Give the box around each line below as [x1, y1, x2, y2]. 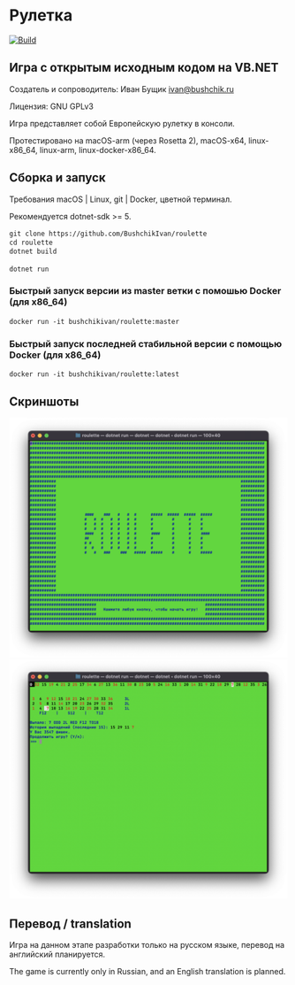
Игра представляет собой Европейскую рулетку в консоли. [9, 118, 236, 128]
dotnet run [9, 265, 49, 273]
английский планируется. [9, 949, 106, 960]
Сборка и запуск [9, 170, 106, 186]
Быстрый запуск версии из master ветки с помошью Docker [9, 285, 282, 297]
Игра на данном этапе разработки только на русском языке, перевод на [9, 940, 285, 950]
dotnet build [9, 247, 57, 256]
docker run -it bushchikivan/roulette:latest [9, 370, 179, 379]
